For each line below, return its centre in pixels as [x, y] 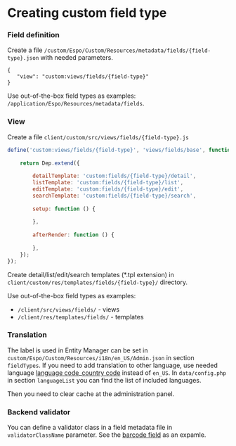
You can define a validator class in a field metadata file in [90, 428]
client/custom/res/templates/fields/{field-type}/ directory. [98, 282]
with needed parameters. [77, 58]
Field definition [33, 35]
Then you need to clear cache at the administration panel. [91, 394]
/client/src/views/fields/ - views [68, 309]
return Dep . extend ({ [50, 163]
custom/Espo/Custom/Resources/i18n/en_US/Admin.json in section [101, 357]
